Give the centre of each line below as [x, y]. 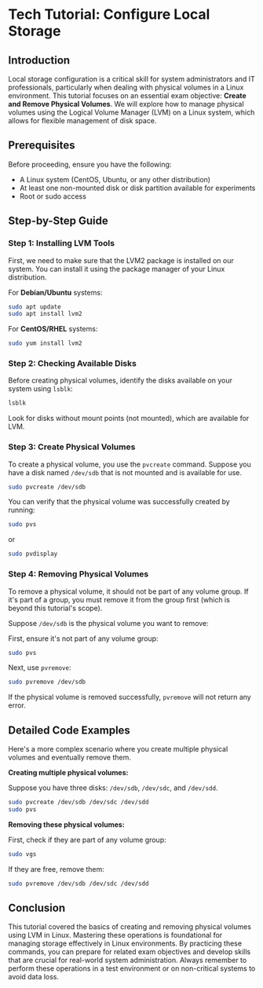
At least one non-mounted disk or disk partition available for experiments [137, 188]
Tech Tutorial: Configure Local [109, 15]
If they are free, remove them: [56, 869]
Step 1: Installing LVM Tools [62, 243]
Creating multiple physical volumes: [68, 773]
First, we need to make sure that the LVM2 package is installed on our [121, 260]
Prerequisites [42, 146]
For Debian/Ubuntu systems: [55, 292]
